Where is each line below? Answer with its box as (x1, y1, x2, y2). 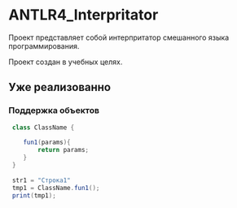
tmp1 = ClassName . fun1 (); (11, 184, 100, 192)
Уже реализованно (8, 80, 112, 94)
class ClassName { (11, 123, 75, 132)
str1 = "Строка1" (11, 176, 71, 184)
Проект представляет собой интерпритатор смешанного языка (8, 32, 230, 42)
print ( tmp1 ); (11, 191, 57, 200)
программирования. (8, 41, 80, 50)
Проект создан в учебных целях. (8, 57, 123, 67)
